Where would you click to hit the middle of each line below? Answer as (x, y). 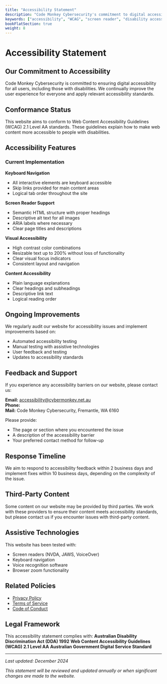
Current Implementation (35, 162)
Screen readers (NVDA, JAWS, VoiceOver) (56, 554)
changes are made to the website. (40, 676)
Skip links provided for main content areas (56, 188)
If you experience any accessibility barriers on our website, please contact (82, 385)
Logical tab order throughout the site (50, 193)
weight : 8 (15, 28)
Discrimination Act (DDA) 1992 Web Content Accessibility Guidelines (78, 642)
